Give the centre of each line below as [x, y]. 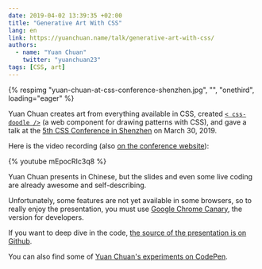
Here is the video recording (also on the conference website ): [109, 146]
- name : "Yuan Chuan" [51, 52]
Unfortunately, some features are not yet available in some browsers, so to [130, 200]
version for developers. [46, 217]
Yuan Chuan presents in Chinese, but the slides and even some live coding [130, 176]
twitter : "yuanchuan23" [62, 60]
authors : [23, 45]
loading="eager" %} [41, 98]
